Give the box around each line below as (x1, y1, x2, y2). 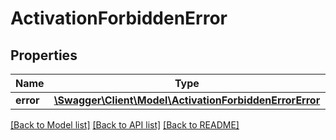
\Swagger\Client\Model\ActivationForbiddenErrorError (53, 93, 321, 107)
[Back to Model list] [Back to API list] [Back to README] (10, 119, 240, 131)
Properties (10, 47, 78, 64)
